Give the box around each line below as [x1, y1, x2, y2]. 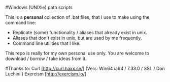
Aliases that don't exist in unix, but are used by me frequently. [12, 35, 142, 41]
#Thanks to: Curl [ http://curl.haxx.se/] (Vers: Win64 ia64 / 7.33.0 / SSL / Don [5, 66, 165, 71]
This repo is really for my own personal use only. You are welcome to [5, 50, 150, 56]
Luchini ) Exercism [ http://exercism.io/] [5, 71, 87, 77]
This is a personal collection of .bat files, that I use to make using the [5, 14, 150, 20]
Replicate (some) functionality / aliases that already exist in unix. [12, 30, 148, 35]
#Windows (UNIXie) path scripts [5, 5, 73, 10]
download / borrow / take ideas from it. [5, 56, 87, 62]
